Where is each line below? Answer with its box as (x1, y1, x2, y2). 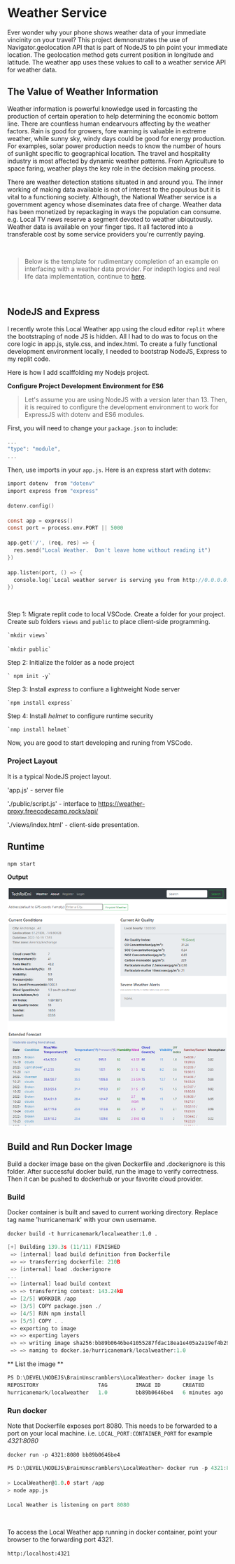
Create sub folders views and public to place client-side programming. (7, 618, 211, 626)
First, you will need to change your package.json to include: (7, 423, 178, 432)
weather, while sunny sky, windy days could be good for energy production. (7, 134, 226, 143)
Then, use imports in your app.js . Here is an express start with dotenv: (7, 465, 211, 475)
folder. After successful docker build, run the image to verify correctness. (7, 1167, 219, 1175)
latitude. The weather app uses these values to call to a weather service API (7, 58, 226, 66)
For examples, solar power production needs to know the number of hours (7, 142, 222, 150)
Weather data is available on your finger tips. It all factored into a (7, 223, 194, 231)
